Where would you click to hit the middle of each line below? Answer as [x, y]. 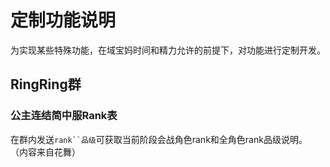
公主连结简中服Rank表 [64, 116]
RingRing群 [46, 84]
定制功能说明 [63, 20]
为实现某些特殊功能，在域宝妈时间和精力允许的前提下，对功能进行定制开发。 [168, 50]
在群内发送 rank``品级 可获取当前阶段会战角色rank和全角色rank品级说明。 [159, 139]
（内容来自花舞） [45, 152]
